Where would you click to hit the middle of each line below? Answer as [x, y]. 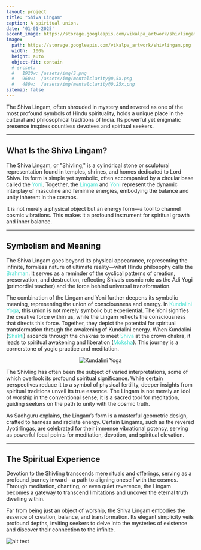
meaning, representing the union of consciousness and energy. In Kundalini [99, 304]
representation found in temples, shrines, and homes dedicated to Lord [94, 171]
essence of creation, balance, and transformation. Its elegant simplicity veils [100, 517]
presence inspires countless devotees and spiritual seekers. [80, 126]
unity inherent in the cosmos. [42, 197]
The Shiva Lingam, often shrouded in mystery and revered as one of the [95, 107]
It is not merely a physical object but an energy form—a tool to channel [94, 208]
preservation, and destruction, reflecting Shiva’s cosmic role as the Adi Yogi [100, 279]
